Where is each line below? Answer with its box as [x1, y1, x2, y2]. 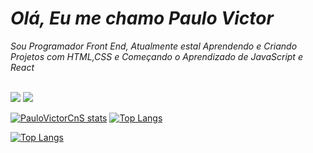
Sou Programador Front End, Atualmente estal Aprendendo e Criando [10, 40, 298, 52]
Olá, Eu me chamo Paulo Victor [10, 7, 274, 30]
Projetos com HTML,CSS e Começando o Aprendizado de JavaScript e [10, 50, 303, 62]
